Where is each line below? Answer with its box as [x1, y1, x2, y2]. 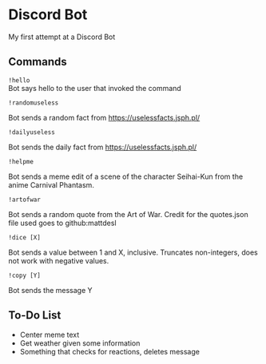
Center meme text [19, 330, 80, 339]
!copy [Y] [8, 271, 42, 279]
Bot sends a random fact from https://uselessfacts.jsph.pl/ [8, 113, 200, 122]
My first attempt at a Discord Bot [8, 32, 116, 42]
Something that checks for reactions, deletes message [19, 346, 200, 356]
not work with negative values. [8, 255, 109, 265]
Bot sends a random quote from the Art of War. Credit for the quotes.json [8, 209, 249, 219]
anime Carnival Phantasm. [8, 180, 94, 189]
